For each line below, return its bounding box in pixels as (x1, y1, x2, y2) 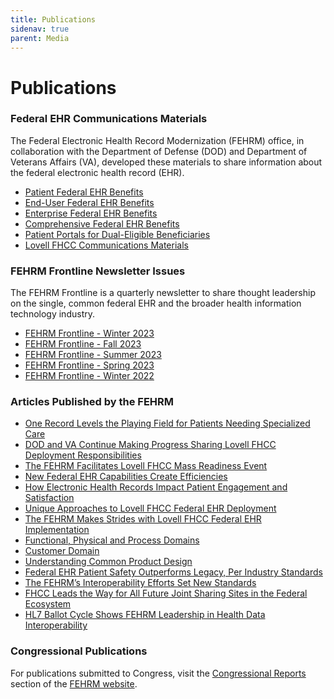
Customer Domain (24, 545, 100, 557)
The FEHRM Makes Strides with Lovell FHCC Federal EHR (24, 513, 262, 525)
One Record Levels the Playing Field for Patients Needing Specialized (24, 417, 311, 430)
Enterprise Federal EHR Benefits (24, 207, 158, 219)
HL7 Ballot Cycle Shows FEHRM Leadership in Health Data (24, 609, 266, 621)
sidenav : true (10, 24, 70, 34)
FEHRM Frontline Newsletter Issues (10, 264, 186, 278)
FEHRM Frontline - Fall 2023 (24, 338, 142, 350)
